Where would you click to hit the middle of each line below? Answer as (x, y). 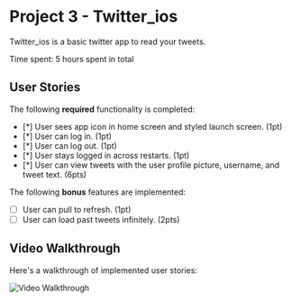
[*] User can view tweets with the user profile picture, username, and (151, 165)
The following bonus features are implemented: (98, 192)
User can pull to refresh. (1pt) (77, 209)
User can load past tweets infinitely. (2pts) (101, 219)
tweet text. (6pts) (55, 174)
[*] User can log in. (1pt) (67, 136)
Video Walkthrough (65, 248)
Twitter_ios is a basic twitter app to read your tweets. (108, 41)
